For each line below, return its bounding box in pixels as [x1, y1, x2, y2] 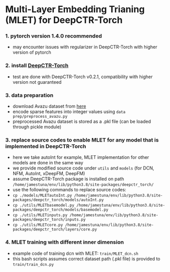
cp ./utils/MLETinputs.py [12, 213, 67, 218]
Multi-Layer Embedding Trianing [5, 4, 145, 15]
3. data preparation [5, 91, 54, 98]
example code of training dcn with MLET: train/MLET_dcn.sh [12, 250, 139, 256]
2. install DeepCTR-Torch [5, 62, 69, 69]
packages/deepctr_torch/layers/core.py [12, 227, 97, 232]
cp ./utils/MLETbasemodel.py [12, 203, 75, 208]
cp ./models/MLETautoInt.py [12, 193, 72, 198]
